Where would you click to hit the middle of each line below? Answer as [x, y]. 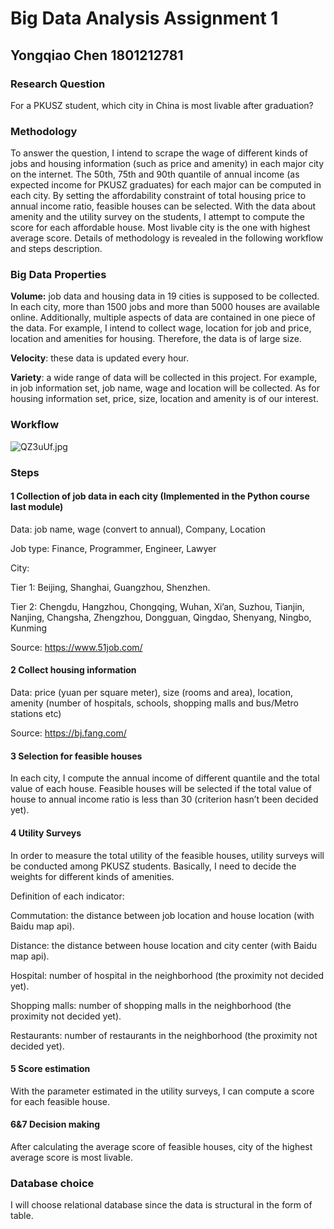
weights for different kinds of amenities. [92, 876]
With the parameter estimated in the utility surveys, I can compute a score [162, 1091]
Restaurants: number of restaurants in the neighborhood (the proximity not [164, 1035]
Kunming [28, 628]
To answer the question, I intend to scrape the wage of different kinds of [159, 153]
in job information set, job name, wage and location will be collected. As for [165, 388]
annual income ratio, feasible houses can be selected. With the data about [163, 206]
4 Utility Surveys [46, 833]
